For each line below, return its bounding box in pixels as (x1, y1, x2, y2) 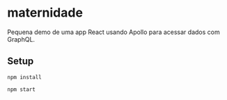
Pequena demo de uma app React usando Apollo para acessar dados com (7, 28, 221, 36)
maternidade (7, 5, 84, 21)
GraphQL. (7, 35, 36, 43)
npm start (7, 85, 36, 93)
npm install (7, 74, 42, 81)
